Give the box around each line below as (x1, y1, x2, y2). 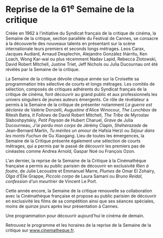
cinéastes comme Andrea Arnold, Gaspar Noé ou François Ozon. (5, 148, 135, 154)
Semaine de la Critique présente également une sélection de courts (5, 138, 141, 144)
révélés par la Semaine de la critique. (5, 67, 80, 73)
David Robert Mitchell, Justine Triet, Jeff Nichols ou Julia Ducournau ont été (5, 61, 158, 67)
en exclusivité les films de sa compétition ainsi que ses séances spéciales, (5, 198, 155, 204)
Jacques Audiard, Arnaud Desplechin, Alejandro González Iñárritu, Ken (5, 51, 147, 57)
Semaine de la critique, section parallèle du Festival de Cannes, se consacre (5, 36, 159, 41)
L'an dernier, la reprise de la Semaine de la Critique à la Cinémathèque (5, 158, 146, 164)
